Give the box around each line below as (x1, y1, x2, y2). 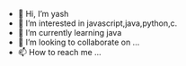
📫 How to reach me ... (17, 47, 102, 57)
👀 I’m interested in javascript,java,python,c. (17, 18, 178, 29)
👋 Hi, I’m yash (17, 9, 69, 19)
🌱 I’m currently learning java (17, 28, 122, 37)
